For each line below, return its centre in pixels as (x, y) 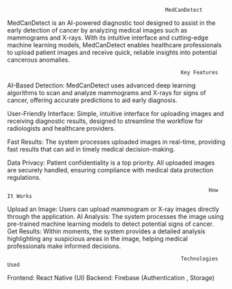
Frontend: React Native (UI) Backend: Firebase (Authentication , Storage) (111, 278)
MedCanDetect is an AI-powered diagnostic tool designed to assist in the (111, 23)
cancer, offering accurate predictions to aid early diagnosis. (92, 100)
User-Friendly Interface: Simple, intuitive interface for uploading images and (116, 114)
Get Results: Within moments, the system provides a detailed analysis (106, 231)
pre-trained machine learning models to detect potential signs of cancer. (110, 224)
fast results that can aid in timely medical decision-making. (91, 149)
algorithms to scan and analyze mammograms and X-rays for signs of (107, 93)
